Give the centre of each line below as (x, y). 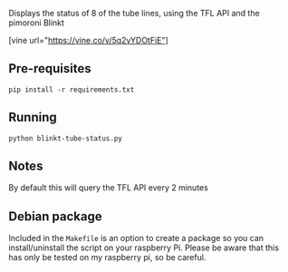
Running (33, 117)
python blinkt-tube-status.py (66, 138)
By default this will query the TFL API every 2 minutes (109, 188)
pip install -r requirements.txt (72, 90)
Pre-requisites (50, 68)
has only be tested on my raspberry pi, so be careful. (107, 257)
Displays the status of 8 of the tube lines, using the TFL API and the (134, 13)
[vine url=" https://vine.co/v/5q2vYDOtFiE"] (88, 40)
